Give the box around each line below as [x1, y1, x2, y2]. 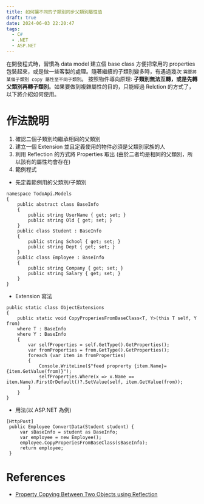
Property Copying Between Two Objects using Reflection [15, 490, 158, 498]
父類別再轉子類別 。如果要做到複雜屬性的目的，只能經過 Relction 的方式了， [6, 83, 194, 90]
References [6, 471, 66, 484]
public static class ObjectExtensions [6, 304, 104, 310]
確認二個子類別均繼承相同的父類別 [15, 135, 101, 143]
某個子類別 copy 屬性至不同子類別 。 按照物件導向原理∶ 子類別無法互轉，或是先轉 [6, 75, 198, 83]
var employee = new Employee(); [19, 434, 102, 440]
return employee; [19, 444, 64, 451]
